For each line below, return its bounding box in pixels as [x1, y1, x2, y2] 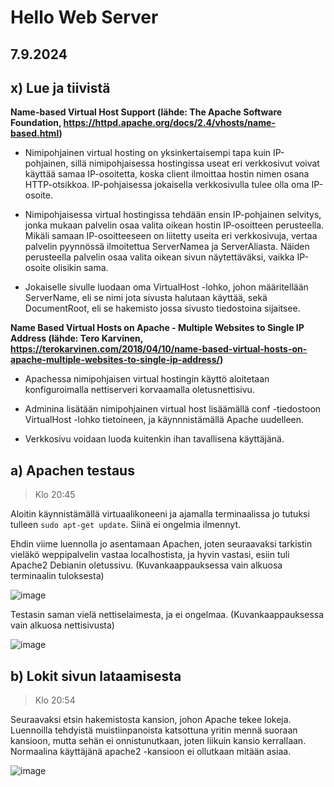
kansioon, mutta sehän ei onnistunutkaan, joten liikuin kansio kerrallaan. [10, 735, 307, 747]
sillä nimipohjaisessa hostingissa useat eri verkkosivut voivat [70, 157, 320, 170]
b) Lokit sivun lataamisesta [10, 667, 182, 685]
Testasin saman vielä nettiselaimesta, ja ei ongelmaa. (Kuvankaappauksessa [10, 609, 325, 621]
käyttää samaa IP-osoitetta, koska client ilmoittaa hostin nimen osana [24, 168, 310, 180]
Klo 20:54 [34, 694, 76, 706]
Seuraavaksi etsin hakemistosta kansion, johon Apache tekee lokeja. [10, 714, 292, 726]
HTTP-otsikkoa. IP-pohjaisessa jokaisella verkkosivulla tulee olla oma [24, 179, 310, 191]
